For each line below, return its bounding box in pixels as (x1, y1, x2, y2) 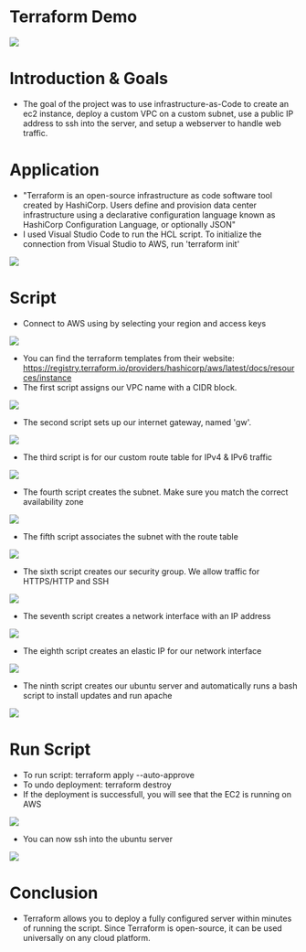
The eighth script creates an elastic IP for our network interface (22, 645, 262, 656)
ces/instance (22, 372, 72, 383)
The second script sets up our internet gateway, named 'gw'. (22, 416, 252, 427)
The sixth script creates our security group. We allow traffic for (22, 565, 260, 577)
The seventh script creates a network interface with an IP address (22, 610, 271, 621)
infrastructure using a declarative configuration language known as (22, 209, 276, 220)
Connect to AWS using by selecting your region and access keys (22, 317, 267, 328)
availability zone (22, 496, 84, 507)
